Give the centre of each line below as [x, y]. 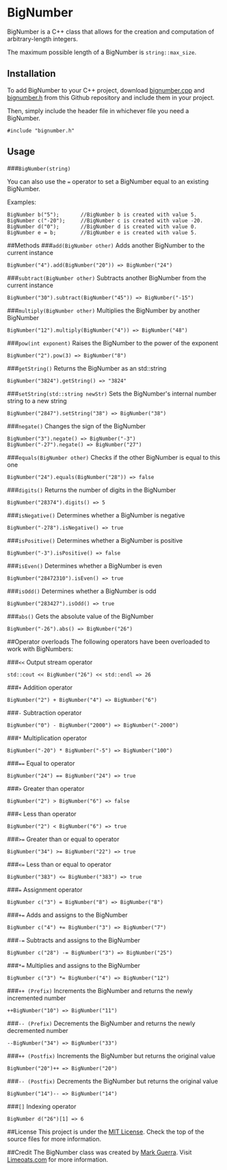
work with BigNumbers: [40, 648]
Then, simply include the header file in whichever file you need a [98, 110]
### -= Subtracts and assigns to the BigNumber [74, 940]
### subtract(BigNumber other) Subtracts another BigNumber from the [107, 278]
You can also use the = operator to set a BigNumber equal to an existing [108, 181]
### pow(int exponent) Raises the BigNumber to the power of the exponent [113, 343]
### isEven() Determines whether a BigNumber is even [85, 565]
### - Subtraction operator [44, 712]
